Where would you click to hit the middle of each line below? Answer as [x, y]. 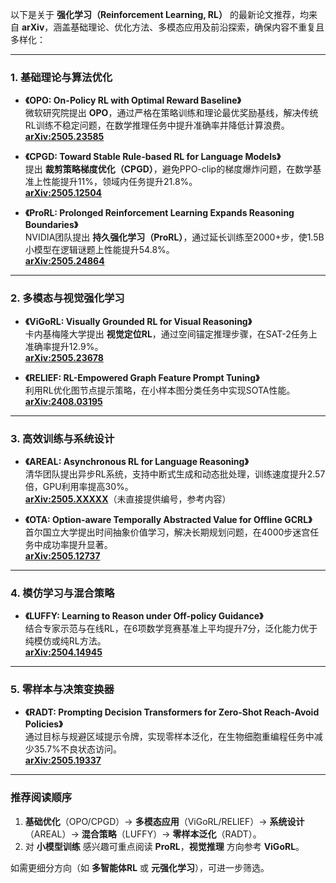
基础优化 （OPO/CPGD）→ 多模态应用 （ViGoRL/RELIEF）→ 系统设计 [164, 821]
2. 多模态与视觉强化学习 [67, 298]
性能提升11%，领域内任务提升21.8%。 [120, 182]
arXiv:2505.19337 [63, 760]
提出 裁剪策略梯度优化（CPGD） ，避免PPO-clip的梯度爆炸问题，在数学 [168, 169]
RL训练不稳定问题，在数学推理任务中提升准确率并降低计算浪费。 [157, 125]
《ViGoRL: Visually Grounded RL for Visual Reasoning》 [138, 321]
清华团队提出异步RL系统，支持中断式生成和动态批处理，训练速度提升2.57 [175, 474]
